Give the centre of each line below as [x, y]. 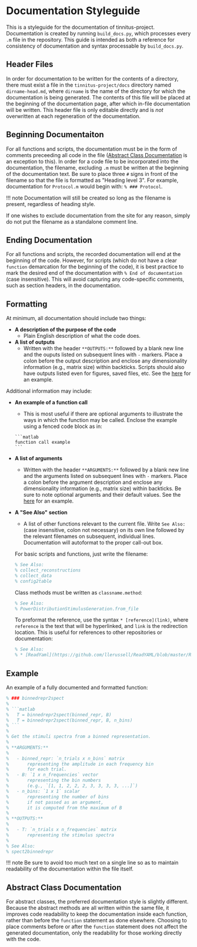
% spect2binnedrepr [30, 852]
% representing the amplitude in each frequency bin [80, 764]
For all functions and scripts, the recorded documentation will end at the [94, 254]
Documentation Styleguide [73, 11]
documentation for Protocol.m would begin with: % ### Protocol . [84, 186]
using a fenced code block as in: [63, 426]
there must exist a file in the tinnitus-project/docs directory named [89, 85]
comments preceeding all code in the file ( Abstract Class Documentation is [97, 155]
